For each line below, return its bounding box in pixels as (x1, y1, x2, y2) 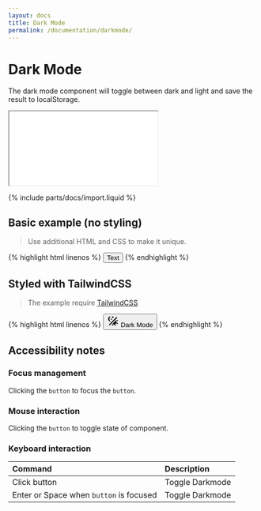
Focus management (8, 368, 87, 379)
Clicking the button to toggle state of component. (8, 423, 168, 433)
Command (12, 464, 53, 475)
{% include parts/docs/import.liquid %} (8, 193, 136, 202)
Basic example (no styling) (8, 216, 142, 229)
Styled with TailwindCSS (8, 277, 132, 291)
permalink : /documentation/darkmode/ (8, 26, 133, 34)
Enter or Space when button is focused (12, 490, 157, 501)
